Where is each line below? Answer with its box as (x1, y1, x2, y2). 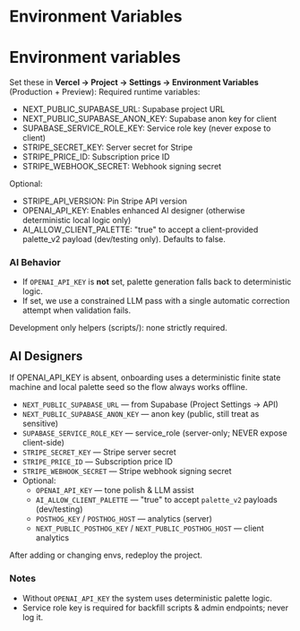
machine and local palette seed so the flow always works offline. (9, 382, 248, 393)
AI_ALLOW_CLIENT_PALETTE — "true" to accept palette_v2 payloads (35, 495, 278, 506)
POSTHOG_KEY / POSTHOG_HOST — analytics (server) (35, 514, 213, 524)
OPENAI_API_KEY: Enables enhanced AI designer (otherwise (21, 205, 245, 216)
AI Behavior (9, 256, 61, 269)
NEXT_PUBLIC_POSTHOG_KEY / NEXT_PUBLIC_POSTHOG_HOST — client (35, 523, 264, 534)
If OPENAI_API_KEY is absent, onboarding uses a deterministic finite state (9, 372, 281, 383)
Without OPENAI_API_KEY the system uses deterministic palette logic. (21, 592, 273, 603)
